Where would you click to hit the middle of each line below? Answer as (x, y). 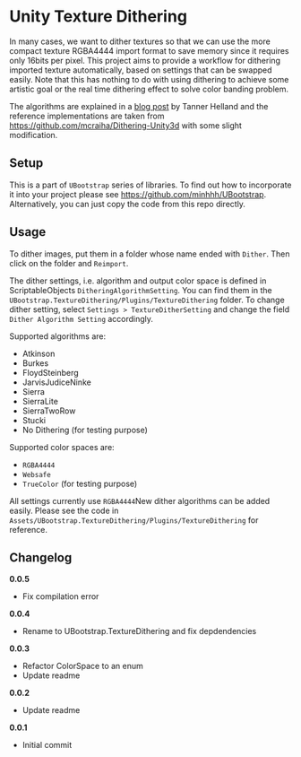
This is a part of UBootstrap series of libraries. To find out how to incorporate (150, 185)
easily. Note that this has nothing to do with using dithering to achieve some (149, 79)
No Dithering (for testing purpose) (85, 430)
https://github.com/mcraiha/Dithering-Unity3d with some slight (125, 125)
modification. (34, 135)
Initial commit (47, 745)
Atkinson (39, 353)
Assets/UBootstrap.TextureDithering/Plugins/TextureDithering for (134, 520)
